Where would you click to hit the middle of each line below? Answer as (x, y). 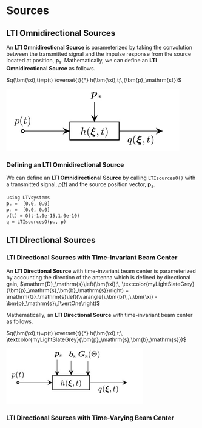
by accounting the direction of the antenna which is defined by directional (99, 277)
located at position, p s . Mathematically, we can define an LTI (82, 61)
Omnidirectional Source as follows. (51, 68)
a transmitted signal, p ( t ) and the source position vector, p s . (81, 185)
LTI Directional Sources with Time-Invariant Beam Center (92, 258)
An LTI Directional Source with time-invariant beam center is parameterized (101, 271)
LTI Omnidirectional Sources (61, 33)
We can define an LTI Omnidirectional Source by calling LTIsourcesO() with (101, 178)
